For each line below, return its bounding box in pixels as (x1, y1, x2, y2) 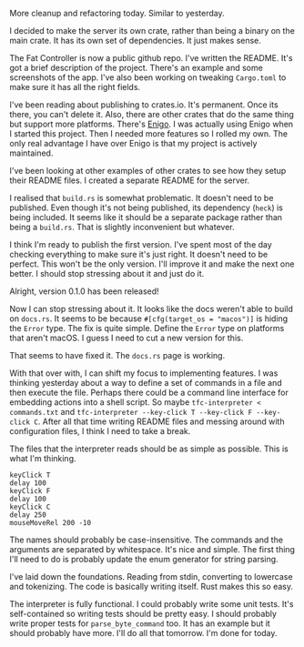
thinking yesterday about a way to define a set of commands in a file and (9, 378, 282, 388)
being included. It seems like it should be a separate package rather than (9, 212, 283, 222)
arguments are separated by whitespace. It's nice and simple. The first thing (9, 544, 296, 554)
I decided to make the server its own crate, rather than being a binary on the (9, 25, 296, 35)
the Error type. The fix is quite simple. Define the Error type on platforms (9, 323, 285, 333)
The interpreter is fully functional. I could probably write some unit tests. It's (9, 599, 294, 609)
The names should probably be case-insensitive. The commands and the (9, 534, 284, 545)
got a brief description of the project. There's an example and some (9, 63, 264, 73)
